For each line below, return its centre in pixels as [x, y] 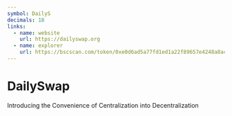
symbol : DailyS [29, 13]
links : [17, 26]
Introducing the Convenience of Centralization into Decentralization [103, 105]
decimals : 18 [26, 20]
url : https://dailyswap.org [60, 39]
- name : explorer [38, 46]
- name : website [37, 33]
